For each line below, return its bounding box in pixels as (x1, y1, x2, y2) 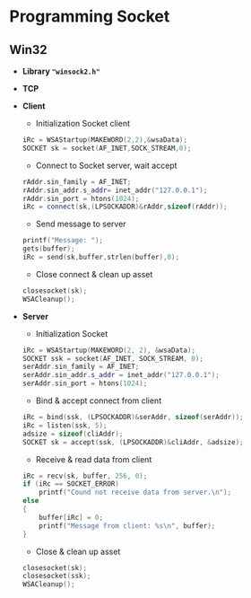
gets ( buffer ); (22, 244, 75, 253)
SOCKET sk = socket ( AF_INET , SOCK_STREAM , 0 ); (22, 144, 192, 153)
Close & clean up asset (35, 546, 121, 557)
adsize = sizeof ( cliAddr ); (22, 429, 124, 438)
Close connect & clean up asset (35, 268, 153, 279)
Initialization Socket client (35, 119, 131, 128)
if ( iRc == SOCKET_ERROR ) (22, 479, 119, 488)
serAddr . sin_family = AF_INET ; (22, 362, 140, 372)
